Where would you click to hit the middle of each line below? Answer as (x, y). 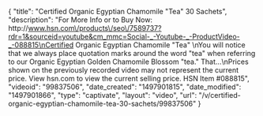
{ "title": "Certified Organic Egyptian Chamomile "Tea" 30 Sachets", (118, 11)
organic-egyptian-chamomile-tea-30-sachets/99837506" (102, 103)
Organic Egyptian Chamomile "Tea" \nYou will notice (161, 45)
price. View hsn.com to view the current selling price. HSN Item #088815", (129, 79)
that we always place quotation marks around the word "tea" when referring (132, 53)
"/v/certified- (220, 95)
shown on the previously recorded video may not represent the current (124, 70)
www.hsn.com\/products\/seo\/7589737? (95, 28)
